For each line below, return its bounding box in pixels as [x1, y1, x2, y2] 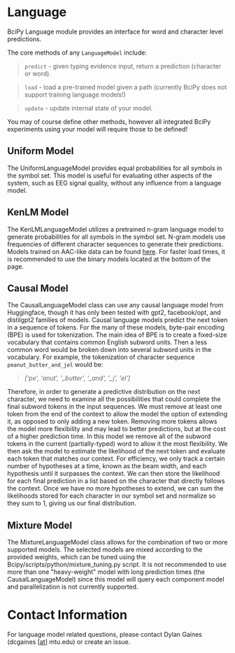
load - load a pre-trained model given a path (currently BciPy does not [24, 83, 227, 91]
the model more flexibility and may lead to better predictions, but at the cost [7, 425, 226, 433]
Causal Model [7, 282, 69, 294]
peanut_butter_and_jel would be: [7, 360, 104, 369]
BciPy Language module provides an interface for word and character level [7, 27, 224, 36]
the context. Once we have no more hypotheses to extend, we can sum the [7, 484, 224, 493]
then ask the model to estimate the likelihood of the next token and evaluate [7, 447, 226, 456]
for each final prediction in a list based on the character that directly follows [7, 477, 225, 485]
